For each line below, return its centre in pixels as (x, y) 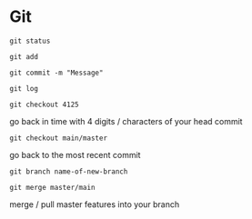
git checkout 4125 (44, 105)
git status (30, 41)
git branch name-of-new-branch (69, 171)
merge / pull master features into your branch (95, 204)
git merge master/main (52, 187)
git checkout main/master (58, 138)
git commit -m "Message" (56, 73)
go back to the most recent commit (75, 154)
